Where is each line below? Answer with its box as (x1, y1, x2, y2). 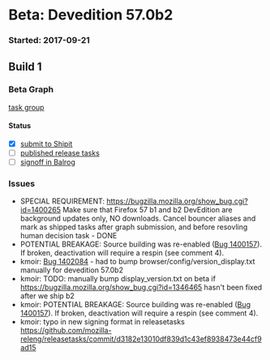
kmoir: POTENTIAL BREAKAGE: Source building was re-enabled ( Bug (19, 300, 251, 310)
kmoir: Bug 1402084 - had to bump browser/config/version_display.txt (19, 257, 255, 267)
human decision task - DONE (19, 231, 118, 241)
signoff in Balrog (19, 157, 75, 167)
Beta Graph (8, 84, 54, 95)
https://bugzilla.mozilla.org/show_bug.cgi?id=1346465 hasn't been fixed (19, 282, 263, 293)
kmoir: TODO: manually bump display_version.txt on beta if (19, 274, 216, 284)
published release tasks (19, 148, 100, 158)
